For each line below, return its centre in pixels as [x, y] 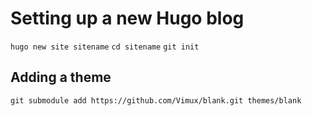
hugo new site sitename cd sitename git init [105, 47]
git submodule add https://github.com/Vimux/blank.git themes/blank [156, 100]
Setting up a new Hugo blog [127, 18]
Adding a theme [61, 77]
